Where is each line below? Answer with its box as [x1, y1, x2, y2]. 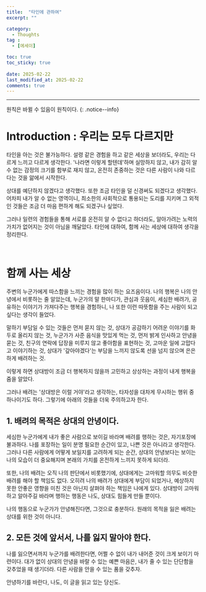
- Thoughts [12, 31, 40, 37]
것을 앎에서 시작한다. [17, 174, 67, 182]
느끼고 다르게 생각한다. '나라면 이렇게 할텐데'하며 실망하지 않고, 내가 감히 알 [17, 159, 197, 166]
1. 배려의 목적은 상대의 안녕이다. [6, 415, 120, 426]
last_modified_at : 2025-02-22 [6, 77, 84, 83]
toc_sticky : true [6, 60, 51, 66]
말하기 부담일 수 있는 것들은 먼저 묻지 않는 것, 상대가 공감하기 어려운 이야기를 [6, 324, 189, 331]
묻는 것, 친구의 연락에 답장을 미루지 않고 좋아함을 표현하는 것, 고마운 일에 [6, 339, 180, 347]
